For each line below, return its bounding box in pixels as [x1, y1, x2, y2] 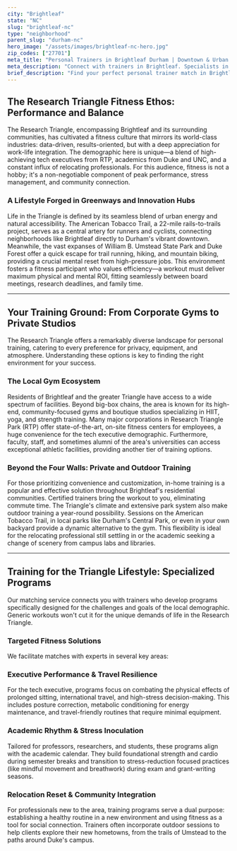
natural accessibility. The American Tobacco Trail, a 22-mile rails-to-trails [7, 219, 221, 228]
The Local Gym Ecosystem [7, 376, 101, 386]
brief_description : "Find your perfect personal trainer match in [7, 69, 207, 76]
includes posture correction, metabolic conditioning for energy [7, 700, 189, 709]
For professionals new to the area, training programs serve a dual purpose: [7, 806, 225, 814]
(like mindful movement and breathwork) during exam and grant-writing [7, 764, 216, 773]
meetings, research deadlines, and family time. [7, 279, 143, 288]
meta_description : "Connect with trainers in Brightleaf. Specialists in [7, 63, 229, 70]
